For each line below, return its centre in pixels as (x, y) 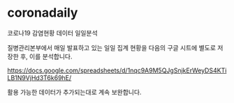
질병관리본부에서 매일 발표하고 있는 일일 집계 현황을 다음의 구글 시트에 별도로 (112, 47)
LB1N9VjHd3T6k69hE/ (39, 77)
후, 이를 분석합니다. (46, 56)
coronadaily (43, 13)
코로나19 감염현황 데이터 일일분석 (52, 33)
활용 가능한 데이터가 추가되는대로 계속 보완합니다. (74, 92)
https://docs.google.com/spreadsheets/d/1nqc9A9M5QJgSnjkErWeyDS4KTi (117, 70)
